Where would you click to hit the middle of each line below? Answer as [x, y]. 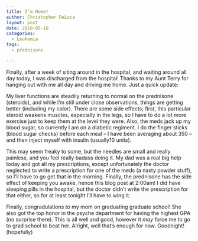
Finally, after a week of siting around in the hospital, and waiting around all [97, 72]
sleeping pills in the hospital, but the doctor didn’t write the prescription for [97, 189]
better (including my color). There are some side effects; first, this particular [98, 108]
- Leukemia [25, 39]
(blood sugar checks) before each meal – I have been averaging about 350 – [99, 133]
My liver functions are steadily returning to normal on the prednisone [90, 96]
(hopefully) [20, 232]
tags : [13, 45]
